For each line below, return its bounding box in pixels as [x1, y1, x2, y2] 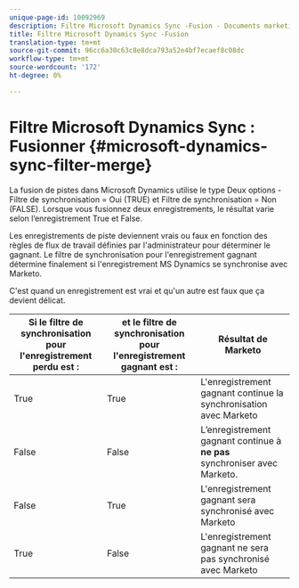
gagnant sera [200, 494, 256, 506]
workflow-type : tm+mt [9, 54, 90, 63]
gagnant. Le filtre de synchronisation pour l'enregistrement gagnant [9, 249, 258, 259]
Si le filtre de [28, 315, 84, 328]
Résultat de [217, 332, 269, 345]
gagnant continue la [200, 387, 284, 399]
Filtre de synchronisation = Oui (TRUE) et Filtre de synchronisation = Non [9, 193, 278, 205]
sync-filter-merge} [9, 155, 153, 175]
